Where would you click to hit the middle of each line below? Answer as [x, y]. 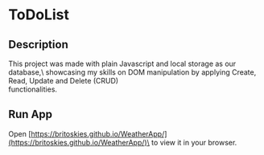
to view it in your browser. [194, 142]
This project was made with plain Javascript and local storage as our [122, 63]
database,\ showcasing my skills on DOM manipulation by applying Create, [132, 72]
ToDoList [39, 15]
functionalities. [33, 89]
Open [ [20, 133]
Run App [31, 114]
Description [38, 45]
